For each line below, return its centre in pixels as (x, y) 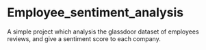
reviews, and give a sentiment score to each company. (84, 38)
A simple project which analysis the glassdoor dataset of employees (103, 32)
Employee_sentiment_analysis (95, 13)
